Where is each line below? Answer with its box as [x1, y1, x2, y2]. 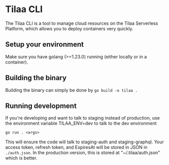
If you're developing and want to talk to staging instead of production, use [5, 115, 160, 121]
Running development [5, 101, 77, 110]
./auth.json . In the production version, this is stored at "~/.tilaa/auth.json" [5, 150, 160, 156]
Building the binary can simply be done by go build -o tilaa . [5, 87, 138, 93]
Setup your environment [5, 40, 84, 49]
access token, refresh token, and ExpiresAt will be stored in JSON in [5, 144, 148, 150]
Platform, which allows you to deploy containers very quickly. [5, 25, 133, 31]
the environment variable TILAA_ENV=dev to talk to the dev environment [5, 120, 157, 127]
